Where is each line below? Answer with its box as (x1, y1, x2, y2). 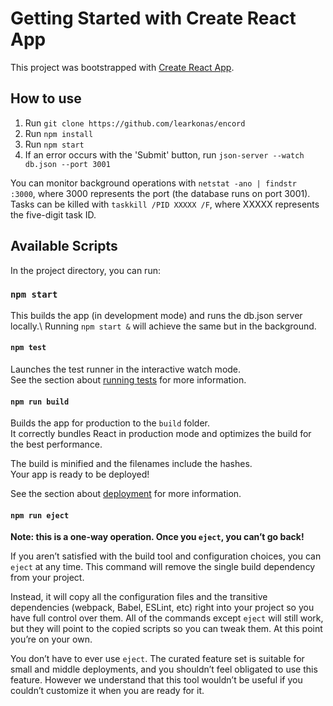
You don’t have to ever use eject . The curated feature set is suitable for (10, 653, 305, 665)
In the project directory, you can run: (10, 264, 161, 276)
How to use (10, 90, 82, 107)
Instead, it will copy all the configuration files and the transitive (10, 591, 268, 603)
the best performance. (10, 438, 103, 451)
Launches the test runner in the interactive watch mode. (10, 363, 242, 376)
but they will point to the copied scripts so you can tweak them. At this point (10, 623, 323, 635)
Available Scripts (10, 238, 118, 255)
